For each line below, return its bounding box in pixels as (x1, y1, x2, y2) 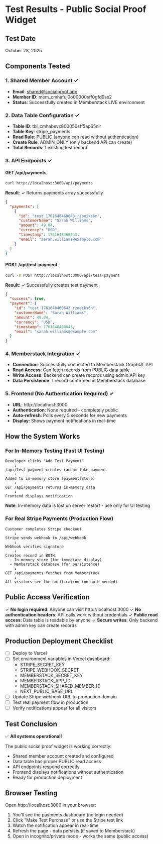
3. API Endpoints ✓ (5, 157, 53, 164)
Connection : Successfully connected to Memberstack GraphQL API (12, 362, 153, 368)
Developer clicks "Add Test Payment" (5, 459, 84, 464)
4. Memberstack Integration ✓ (5, 350, 81, 357)
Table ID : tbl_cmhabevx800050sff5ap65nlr (12, 123, 101, 129)
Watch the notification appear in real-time (12, 822, 99, 828)
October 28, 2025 (5, 48, 42, 53)
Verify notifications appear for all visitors (12, 705, 97, 711)
